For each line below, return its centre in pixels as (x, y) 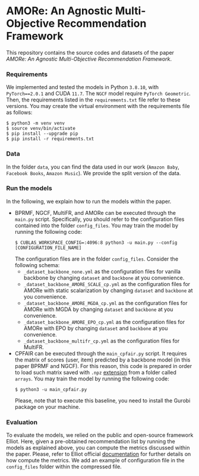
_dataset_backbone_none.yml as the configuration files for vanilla (102, 271)
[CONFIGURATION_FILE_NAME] (48, 247)
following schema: (37, 265)
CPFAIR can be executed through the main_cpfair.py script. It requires (101, 353)
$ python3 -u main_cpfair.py (51, 389)
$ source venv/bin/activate (41, 129)
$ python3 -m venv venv (36, 123)
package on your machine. (47, 407)
